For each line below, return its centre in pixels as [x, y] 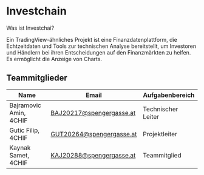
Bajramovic [25, 105]
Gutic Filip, [25, 130]
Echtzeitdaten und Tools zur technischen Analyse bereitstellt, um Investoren [101, 46]
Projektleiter [160, 134]
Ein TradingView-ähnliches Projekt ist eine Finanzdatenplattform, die [92, 39]
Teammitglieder [37, 78]
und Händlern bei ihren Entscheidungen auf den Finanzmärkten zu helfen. [99, 52]
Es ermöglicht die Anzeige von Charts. [54, 59]
